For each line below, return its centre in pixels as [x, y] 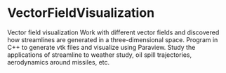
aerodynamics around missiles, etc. [59, 62]
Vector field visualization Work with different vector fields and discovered [113, 32]
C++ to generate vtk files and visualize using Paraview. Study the [101, 47]
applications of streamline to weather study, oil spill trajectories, [99, 55]
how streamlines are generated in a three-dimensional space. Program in [113, 39]
